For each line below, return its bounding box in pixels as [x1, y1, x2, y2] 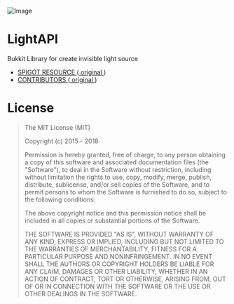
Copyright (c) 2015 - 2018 [24, 137, 99, 145]
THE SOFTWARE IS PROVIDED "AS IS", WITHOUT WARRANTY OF [24, 230, 214, 238]
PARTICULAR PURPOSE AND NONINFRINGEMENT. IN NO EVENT [24, 252, 213, 260]
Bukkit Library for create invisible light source [7, 54, 139, 62]
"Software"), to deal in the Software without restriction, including [24, 165, 212, 173]
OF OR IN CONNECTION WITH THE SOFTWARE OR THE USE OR [24, 282, 211, 291]
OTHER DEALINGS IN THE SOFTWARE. [24, 289, 137, 298]
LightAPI [7, 32, 58, 47]
